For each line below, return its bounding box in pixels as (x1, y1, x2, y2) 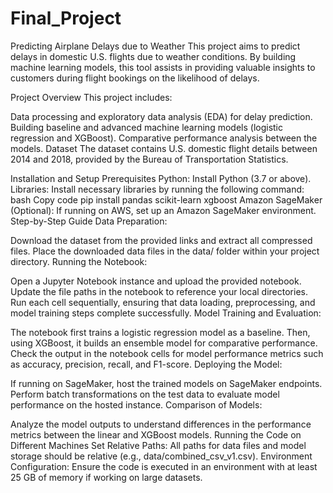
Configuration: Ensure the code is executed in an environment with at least (10, 460, 318, 472)
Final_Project (10, 7, 122, 30)
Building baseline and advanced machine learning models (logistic (10, 121, 283, 133)
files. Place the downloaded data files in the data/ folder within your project (10, 245, 320, 257)
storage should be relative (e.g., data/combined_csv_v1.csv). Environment (10, 450, 313, 462)
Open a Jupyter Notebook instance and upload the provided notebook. (10, 275, 302, 287)
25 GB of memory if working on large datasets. (10, 471, 203, 483)
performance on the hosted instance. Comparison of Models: (10, 398, 263, 411)
